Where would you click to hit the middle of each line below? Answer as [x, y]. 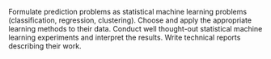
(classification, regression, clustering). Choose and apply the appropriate [130, 20]
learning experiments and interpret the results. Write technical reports [125, 37]
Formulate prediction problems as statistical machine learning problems [128, 12]
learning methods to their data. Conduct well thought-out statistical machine [135, 29]
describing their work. [45, 46]
